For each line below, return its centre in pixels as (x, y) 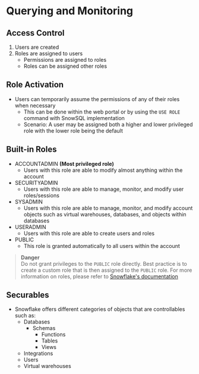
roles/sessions (41, 195)
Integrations (38, 353)
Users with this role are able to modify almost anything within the (103, 170)
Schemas (44, 328)
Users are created (37, 47)
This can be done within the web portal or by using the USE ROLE (102, 112)
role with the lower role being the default (73, 131)
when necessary (35, 105)
